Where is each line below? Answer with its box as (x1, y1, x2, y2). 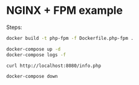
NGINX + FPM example (6, 4, 123, 17)
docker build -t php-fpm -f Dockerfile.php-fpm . (6, 35, 134, 41)
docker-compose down (6, 74, 59, 80)
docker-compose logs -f (6, 52, 66, 58)
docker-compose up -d (6, 46, 61, 52)
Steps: (6, 24, 22, 31)
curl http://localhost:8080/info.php (6, 63, 102, 69)
